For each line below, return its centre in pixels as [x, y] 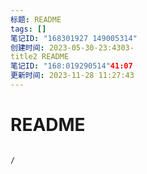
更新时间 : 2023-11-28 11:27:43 [72, 76]
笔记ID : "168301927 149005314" [74, 38]
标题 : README [36, 19]
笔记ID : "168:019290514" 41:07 [71, 66]
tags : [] [28, 29]
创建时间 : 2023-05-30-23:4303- [72, 47]
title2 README [40, 57]
